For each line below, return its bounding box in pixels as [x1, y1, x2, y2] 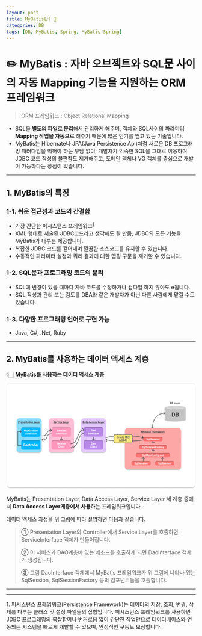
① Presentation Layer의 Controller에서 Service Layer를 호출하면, [20, 528, 180, 536]
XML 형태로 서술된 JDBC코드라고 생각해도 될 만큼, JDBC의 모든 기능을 [14, 229, 182, 237]
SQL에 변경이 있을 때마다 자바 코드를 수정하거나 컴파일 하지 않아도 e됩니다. [14, 283, 191, 291]
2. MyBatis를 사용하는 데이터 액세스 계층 [6, 354, 149, 364]
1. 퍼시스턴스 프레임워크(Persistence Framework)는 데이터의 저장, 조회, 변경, [6, 600, 188, 608]
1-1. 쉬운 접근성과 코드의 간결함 [6, 207, 90, 215]
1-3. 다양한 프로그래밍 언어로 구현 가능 [6, 315, 110, 323]
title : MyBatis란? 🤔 [6, 16, 57, 22]
